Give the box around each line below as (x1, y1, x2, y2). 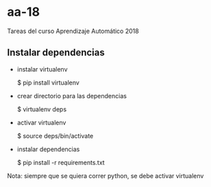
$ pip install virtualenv (16, 78, 80, 87)
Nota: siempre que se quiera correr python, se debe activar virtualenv (7, 171, 204, 179)
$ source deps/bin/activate (16, 131, 94, 140)
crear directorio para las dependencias (16, 91, 127, 100)
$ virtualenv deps (16, 104, 67, 113)
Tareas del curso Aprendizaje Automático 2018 (7, 27, 139, 35)
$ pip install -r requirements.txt (16, 158, 105, 166)
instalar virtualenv (16, 65, 68, 73)
